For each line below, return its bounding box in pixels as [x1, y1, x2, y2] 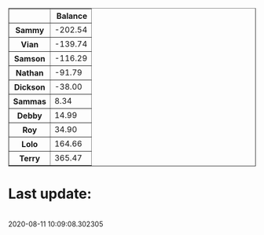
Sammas [13, 96, 47, 107]
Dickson [13, 82, 46, 93]
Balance [56, 11, 88, 21]
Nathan [15, 68, 44, 78]
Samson [14, 53, 46, 64]
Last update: [8, 185, 92, 203]
